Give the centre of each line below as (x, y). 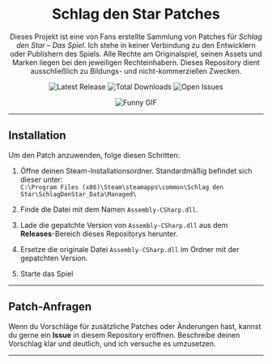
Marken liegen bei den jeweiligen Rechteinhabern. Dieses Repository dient (136, 62)
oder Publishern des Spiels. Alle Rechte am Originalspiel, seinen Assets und (136, 54)
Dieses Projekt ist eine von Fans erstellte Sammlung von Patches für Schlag (136, 36)
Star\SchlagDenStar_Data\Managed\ (78, 194)
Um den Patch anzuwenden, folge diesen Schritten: (94, 155)
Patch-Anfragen (50, 307)
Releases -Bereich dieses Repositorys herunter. (99, 233)
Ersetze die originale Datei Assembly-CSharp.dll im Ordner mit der (130, 249)
